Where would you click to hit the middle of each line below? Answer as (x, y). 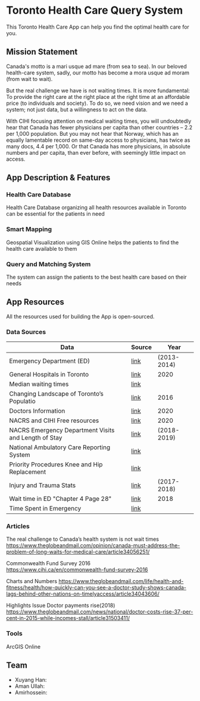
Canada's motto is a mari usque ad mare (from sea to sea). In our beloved (97, 66)
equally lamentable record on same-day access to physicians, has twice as (98, 140)
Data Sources (26, 332)
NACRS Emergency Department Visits (62, 431)
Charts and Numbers (32, 581)
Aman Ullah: (30, 686)
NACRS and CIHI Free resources (54, 420)
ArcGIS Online (24, 646)
